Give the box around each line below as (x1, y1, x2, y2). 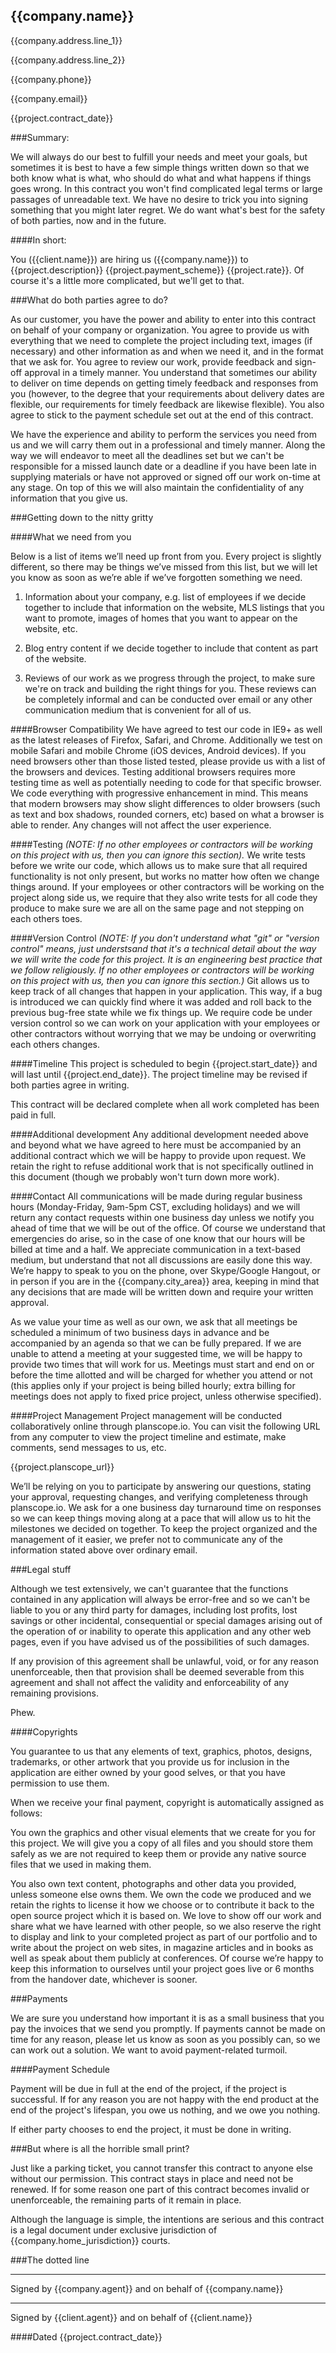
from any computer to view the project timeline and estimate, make (10, 1430, 287, 1443)
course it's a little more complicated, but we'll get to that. (10, 274, 245, 286)
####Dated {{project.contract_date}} (10, 2330, 163, 2343)
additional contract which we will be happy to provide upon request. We (10, 1149, 307, 1161)
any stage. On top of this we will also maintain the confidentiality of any (10, 481, 305, 493)
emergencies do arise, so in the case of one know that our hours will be (10, 1232, 306, 1244)
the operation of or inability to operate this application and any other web (10, 1625, 312, 1637)
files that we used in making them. (10, 1858, 152, 1870)
